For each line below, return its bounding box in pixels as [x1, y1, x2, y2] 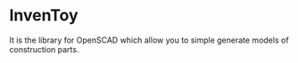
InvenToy [9, 5, 79, 26]
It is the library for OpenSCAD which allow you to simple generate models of [9, 35, 289, 45]
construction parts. [9, 43, 79, 54]
